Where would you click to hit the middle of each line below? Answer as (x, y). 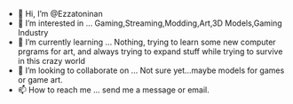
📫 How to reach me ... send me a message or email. (114, 90)
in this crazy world (51, 61)
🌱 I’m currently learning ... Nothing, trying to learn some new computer (147, 42)
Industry (33, 32)
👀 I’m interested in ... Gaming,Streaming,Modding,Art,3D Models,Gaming (150, 23)
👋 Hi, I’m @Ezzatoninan (60, 14)
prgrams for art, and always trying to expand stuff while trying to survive (150, 52)
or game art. (40, 80)
